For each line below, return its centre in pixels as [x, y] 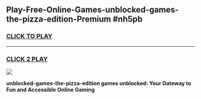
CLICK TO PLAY [29, 37]
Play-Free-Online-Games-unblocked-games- [93, 10]
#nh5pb [128, 19]
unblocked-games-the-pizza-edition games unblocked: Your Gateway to [99, 83]
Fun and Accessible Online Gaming [51, 89]
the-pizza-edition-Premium [59, 19]
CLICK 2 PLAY [27, 59]
